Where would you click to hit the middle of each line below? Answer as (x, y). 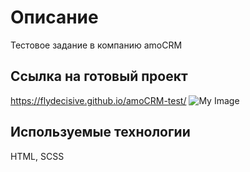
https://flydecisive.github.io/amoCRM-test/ (98, 100)
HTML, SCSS (37, 156)
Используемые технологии (100, 132)
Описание (54, 17)
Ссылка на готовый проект (99, 76)
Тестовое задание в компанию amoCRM (96, 45)
